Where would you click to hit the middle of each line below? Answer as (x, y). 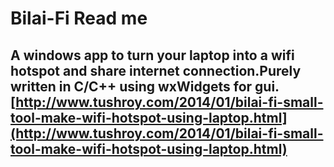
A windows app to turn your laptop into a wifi (152, 55)
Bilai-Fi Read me (79, 18)
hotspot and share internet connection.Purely (156, 70)
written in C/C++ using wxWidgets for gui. (145, 86)
